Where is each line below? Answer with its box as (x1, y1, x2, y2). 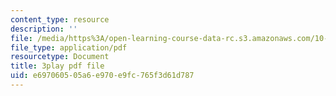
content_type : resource (10, 14, 110, 25)
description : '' (10, 24, 78, 34)
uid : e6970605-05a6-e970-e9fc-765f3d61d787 (10, 71, 195, 81)
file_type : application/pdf (10, 42, 128, 53)
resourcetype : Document (10, 52, 110, 62)
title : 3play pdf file (10, 61, 105, 71)
